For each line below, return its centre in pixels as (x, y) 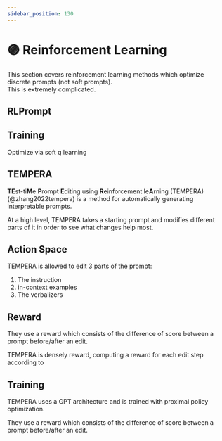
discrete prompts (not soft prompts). (60, 82)
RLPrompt (30, 111)
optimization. (26, 409)
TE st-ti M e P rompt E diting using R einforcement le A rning (88, 191)
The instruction (39, 280)
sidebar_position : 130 (40, 14)
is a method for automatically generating (135, 198)
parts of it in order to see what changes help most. (80, 227)
